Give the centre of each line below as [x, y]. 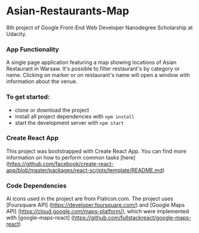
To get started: [28, 97]
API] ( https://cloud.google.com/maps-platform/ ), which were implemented [98, 211]
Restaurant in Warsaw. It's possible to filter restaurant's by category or [93, 69]
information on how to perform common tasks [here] [71, 157]
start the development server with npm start [69, 122]
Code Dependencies [36, 185]
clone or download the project [52, 110]
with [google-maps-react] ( [40, 218]
